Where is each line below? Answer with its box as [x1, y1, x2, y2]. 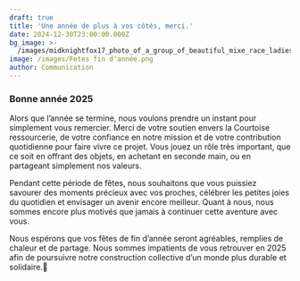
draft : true [9, 13, 54, 22]
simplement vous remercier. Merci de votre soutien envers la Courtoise [9, 123, 271, 133]
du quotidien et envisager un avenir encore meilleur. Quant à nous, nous [9, 197, 274, 208]
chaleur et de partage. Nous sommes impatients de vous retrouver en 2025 [9, 243, 287, 253]
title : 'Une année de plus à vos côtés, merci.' [9, 21, 194, 30]
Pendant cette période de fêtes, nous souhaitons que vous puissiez [9, 178, 257, 189]
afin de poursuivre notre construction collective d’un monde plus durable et [9, 252, 287, 263]
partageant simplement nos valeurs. [9, 160, 142, 171]
